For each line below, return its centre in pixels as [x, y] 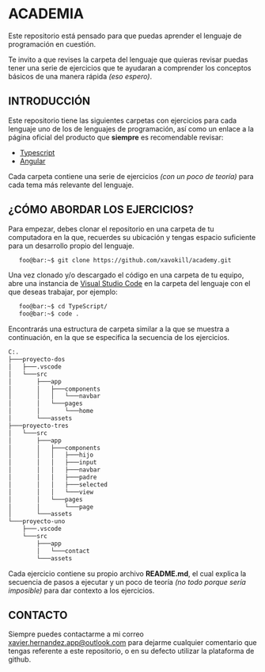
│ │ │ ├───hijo [51, 455]
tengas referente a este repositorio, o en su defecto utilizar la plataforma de [131, 651]
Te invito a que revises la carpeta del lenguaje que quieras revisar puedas [128, 59]
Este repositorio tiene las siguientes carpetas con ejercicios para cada [123, 120]
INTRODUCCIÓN [49, 101]
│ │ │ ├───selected [58, 484]
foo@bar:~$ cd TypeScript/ [63, 307]
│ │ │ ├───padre [53, 477]
